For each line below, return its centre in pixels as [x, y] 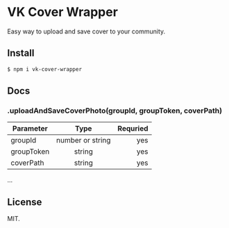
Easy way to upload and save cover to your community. [86, 31]
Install [21, 53]
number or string [84, 140]
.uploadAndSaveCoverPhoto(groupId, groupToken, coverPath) [115, 111]
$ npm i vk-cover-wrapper [44, 69]
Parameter [30, 129]
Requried [133, 129]
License [25, 202]
